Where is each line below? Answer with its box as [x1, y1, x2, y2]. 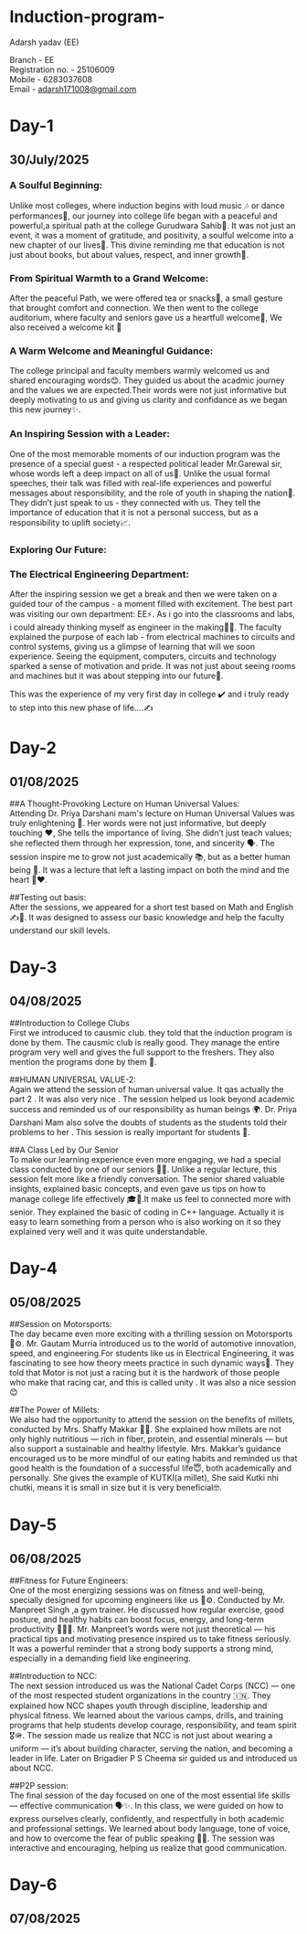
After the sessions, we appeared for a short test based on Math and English [9, 901, 294, 912]
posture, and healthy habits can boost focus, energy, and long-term [9, 1613, 265, 1624]
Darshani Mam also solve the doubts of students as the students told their [9, 1117, 288, 1128]
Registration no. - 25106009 [9, 64, 116, 75]
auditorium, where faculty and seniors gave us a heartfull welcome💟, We [9, 313, 283, 324]
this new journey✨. [9, 404, 81, 415]
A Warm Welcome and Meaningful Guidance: [9, 345, 214, 357]
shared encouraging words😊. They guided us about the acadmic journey [9, 375, 285, 386]
